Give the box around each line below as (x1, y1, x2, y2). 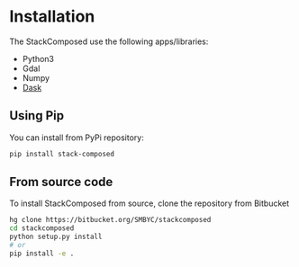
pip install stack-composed (9, 149, 115, 158)
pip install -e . (9, 249, 75, 258)
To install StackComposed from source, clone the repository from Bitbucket (9, 198, 290, 209)
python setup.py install (9, 232, 103, 242)
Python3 (22, 53, 54, 64)
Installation (9, 6, 95, 27)
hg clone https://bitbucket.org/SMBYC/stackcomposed (9, 216, 212, 225)
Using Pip (9, 108, 65, 123)
